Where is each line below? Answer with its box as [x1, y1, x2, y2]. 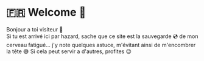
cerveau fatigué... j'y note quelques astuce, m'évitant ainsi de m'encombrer [6, 41, 196, 48]
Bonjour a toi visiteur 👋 [6, 25, 63, 33]
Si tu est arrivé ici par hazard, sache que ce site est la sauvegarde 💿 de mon [6, 33, 199, 40]
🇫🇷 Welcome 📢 [6, 5, 86, 19]
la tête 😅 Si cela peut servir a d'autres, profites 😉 [6, 48, 132, 55]
